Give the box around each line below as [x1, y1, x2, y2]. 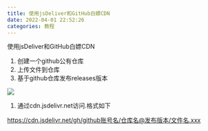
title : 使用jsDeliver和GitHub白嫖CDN [7, 10, 110, 17]
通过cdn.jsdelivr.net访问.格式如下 [17, 102, 112, 110]
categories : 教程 [7, 23, 55, 29]
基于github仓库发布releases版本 [17, 74, 108, 82]
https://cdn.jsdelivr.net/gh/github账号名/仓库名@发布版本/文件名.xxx [7, 116, 201, 124]
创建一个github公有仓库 [17, 57, 84, 65]
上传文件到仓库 [17, 66, 60, 74]
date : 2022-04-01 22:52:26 [7, 16, 85, 23]
